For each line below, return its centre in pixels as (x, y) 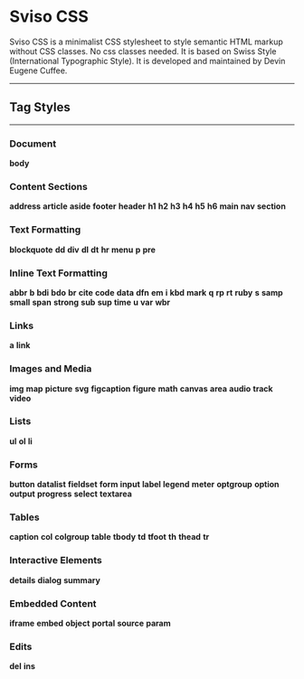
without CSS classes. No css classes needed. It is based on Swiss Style (143, 51)
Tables (24, 517)
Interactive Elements (56, 561)
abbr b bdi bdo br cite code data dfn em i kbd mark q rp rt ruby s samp (146, 292)
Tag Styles (40, 107)
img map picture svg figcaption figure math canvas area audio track (141, 388)
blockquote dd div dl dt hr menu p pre (83, 250)
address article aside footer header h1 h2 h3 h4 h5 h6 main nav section (148, 206)
